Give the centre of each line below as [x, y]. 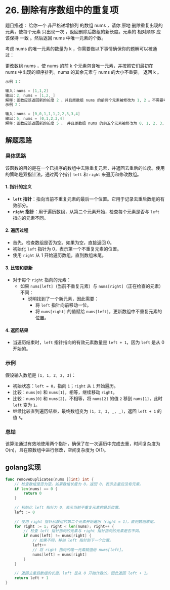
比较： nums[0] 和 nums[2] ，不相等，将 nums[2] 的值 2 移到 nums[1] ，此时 [88, 398]
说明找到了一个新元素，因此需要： [63, 299]
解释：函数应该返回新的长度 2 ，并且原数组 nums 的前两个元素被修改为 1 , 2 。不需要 [84, 100]
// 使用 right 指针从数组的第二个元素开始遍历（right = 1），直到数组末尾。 [86, 522]
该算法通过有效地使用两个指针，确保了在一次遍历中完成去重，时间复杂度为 [83, 444]
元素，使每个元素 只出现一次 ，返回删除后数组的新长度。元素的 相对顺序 [80, 31]
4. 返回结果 [17, 330]
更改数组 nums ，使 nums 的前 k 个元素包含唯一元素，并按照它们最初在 [79, 66]
